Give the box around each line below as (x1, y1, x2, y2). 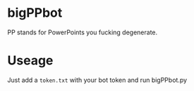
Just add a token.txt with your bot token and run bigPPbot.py (7, 76, 188, 84)
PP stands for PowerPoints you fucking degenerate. (7, 28, 158, 36)
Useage (7, 52, 54, 69)
